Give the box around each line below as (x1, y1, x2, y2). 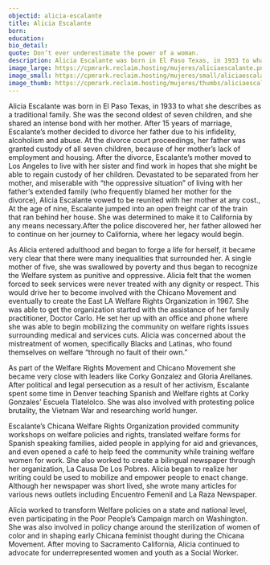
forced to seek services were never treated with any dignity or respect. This (8, 279, 260, 289)
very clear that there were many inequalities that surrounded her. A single (8, 253, 252, 263)
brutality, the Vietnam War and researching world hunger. (8, 405, 198, 415)
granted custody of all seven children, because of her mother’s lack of (8, 144, 241, 154)
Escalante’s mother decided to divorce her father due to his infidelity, (8, 126, 236, 137)
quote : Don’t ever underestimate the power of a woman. (8, 49, 199, 57)
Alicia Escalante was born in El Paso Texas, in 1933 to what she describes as (8, 101, 262, 111)
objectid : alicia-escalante (8, 11, 103, 20)
